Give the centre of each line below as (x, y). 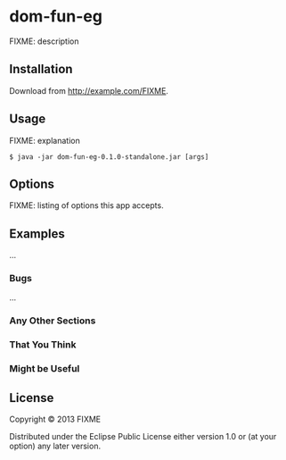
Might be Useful (45, 369)
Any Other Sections (53, 321)
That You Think (43, 345)
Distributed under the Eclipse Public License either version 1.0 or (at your (143, 437)
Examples (37, 234)
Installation (41, 69)
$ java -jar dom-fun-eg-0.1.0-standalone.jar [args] (109, 157)
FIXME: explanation (45, 140)
